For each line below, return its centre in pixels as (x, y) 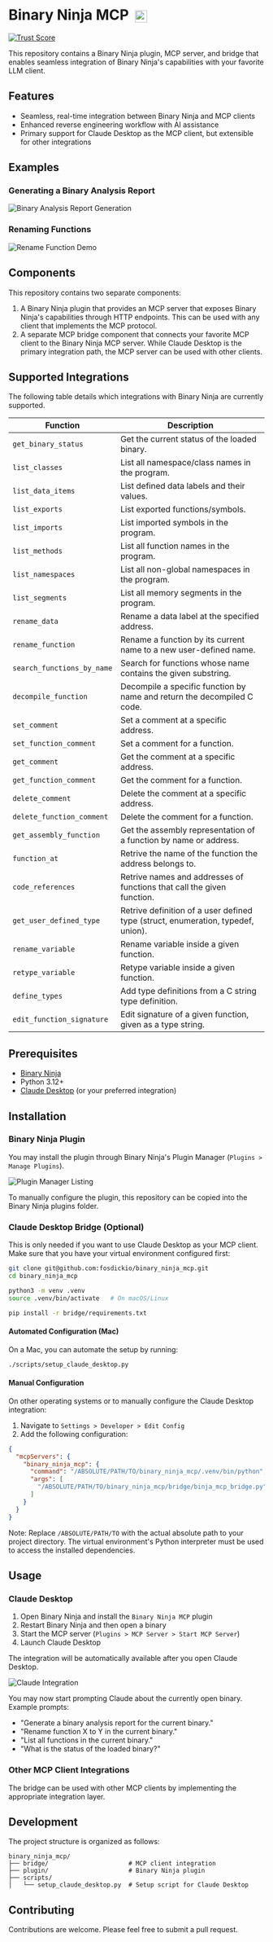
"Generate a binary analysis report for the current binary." (117, 1723)
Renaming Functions (50, 230)
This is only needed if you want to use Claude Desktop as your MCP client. (133, 1245)
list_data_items (44, 491)
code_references (44, 887)
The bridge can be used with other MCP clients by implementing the (123, 1788)
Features (31, 97)
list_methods (38, 551)
